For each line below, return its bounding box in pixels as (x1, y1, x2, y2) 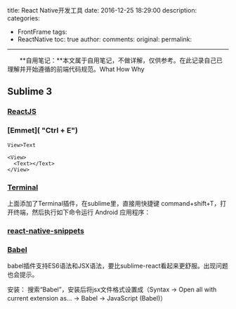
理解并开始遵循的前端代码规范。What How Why (7, 65, 145, 73)
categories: (7, 14, 40, 22)
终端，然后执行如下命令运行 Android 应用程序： (13, 208, 151, 216)
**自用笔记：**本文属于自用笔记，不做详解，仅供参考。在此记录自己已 (19, 56, 223, 65)
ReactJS (7, 107, 37, 117)
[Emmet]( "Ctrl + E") (7, 126, 79, 136)
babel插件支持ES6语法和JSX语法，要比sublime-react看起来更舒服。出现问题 (7, 262, 228, 270)
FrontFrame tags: (17, 27, 67, 36)
